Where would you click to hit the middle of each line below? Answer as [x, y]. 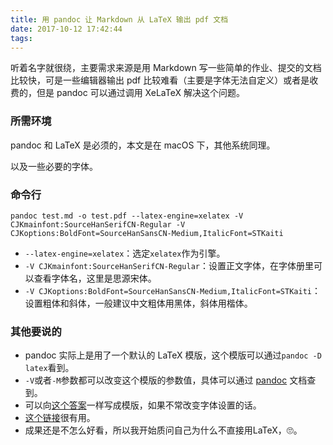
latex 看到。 [49, 368]
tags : [21, 38]
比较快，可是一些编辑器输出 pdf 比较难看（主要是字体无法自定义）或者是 [160, 80]
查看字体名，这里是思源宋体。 [95, 278]
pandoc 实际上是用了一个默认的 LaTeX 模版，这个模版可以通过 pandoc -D [173, 355]
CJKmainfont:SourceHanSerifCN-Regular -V [98, 224]
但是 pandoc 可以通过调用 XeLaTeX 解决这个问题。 [140, 93]
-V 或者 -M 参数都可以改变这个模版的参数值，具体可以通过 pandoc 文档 [166, 380]
